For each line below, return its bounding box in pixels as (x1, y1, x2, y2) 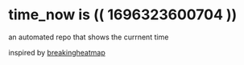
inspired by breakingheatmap (8, 47, 106, 57)
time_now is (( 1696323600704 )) (8, 6, 238, 24)
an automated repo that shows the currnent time (8, 32, 169, 42)
